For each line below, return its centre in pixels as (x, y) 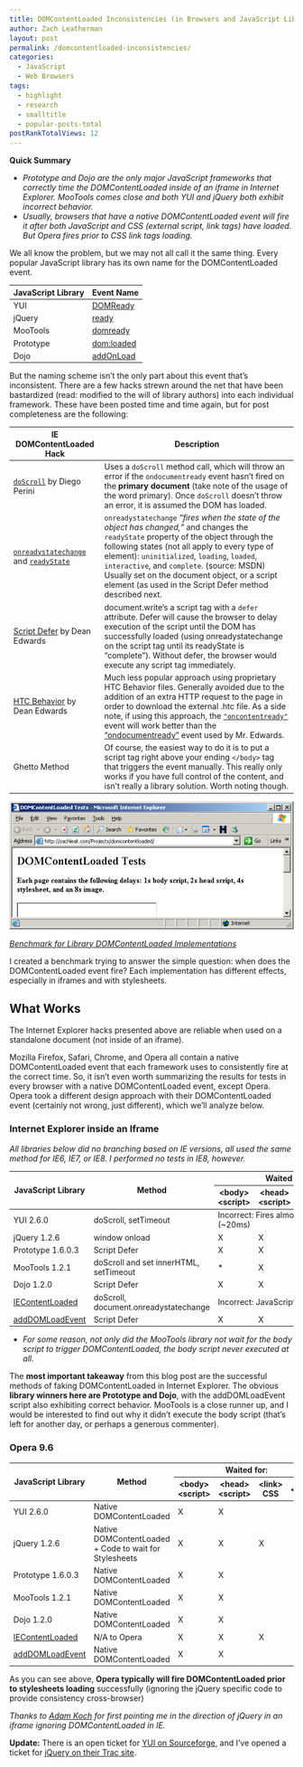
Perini (24, 491)
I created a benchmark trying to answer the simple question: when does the (150, 961)
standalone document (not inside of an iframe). (97, 1040)
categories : (32, 57)
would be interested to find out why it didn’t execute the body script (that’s (148, 1414)
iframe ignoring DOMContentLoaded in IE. (87, 1725)
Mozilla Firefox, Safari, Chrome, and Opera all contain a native (124, 1057)
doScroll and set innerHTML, (147, 1262)
